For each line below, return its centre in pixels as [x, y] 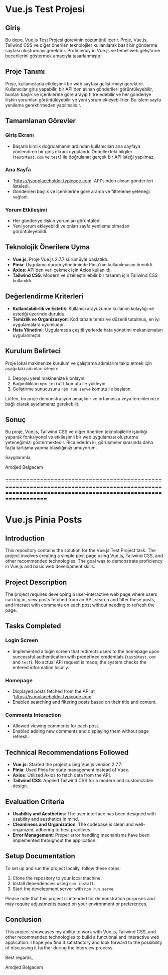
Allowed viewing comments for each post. [56, 726]
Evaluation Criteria [35, 801]
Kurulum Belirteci [33, 351]
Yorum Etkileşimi [26, 209]
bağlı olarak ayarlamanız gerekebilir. [42, 404]
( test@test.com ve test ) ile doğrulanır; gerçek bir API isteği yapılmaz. [83, 157]
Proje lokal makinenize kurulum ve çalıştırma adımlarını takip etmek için [78, 363]
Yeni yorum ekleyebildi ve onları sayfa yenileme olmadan [71, 226]
